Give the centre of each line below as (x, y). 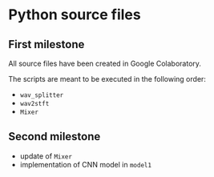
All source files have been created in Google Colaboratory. (105, 63)
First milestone (46, 44)
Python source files (75, 15)
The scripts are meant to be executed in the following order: (107, 79)
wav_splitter (42, 95)
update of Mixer (46, 156)
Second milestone (55, 137)
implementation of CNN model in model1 (86, 164)
